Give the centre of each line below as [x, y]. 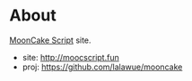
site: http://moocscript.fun [70, 57]
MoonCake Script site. [50, 40]
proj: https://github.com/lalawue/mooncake [102, 67]
